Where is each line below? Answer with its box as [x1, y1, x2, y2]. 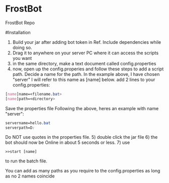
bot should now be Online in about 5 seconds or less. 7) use [5, 139, 130, 146]
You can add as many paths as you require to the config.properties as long [5, 168, 160, 174]
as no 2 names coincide [5, 173, 55, 179]
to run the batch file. [5, 158, 47, 164]
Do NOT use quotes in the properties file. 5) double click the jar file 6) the [5, 134, 158, 140]
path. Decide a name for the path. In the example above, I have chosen [12, 71, 160, 77]
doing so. [12, 44, 32, 50]
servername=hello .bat [5, 120, 51, 126]
